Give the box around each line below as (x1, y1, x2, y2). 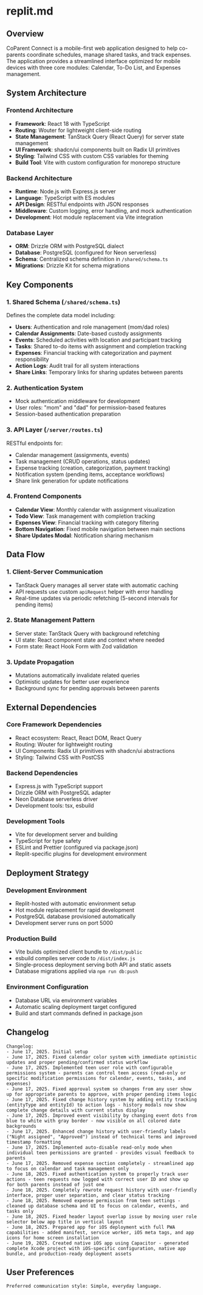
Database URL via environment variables (15, 997, 117, 1004)
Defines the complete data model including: (6, 311, 115, 318)
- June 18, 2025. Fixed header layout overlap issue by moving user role (6, 1214, 198, 1220)
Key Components (6, 280, 74, 290)
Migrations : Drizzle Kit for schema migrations (15, 262, 130, 269)
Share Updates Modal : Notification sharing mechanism (15, 532, 154, 539)
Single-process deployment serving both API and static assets (15, 961, 172, 969)
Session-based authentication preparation (15, 410, 121, 417)
